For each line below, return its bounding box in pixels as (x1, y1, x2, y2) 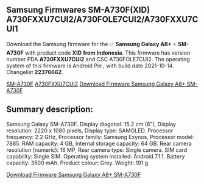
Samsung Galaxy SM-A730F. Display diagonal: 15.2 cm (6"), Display (6, 120, 177, 128)
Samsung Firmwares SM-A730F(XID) (6, 5, 150, 15)
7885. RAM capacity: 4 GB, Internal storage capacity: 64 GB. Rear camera (6, 140, 192, 147)
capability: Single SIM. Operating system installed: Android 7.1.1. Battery (6, 152, 185, 160)
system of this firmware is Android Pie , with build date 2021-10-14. (6, 62, 175, 69)
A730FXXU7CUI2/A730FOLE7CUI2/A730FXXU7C (6, 15, 199, 25)
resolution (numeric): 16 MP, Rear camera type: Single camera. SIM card (6, 146, 188, 154)
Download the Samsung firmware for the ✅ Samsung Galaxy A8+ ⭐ (6, 40, 177, 47)
